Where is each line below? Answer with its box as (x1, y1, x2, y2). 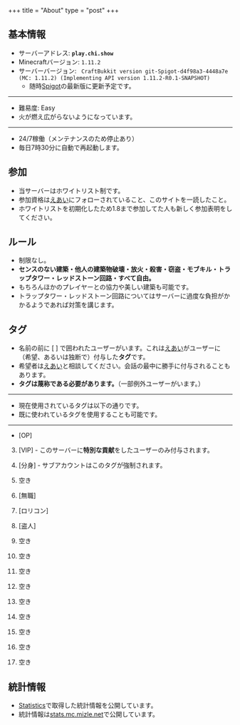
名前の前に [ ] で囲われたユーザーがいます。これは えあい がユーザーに (18, 344, 221, 352)
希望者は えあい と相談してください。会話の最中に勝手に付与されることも (18, 361, 231, 370)
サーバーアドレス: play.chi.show (18, 48, 114, 57)
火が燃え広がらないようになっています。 (18, 112, 137, 120)
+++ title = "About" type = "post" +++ (8, 6, 120, 14)
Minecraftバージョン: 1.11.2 (18, 57, 101, 66)
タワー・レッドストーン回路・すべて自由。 (31, 274, 155, 282)
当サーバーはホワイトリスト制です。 (18, 186, 125, 195)
